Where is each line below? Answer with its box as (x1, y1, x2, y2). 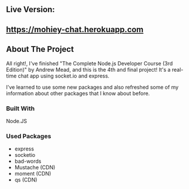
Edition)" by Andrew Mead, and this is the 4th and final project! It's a (6, 66, 171, 73)
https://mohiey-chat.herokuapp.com (6, 24, 144, 34)
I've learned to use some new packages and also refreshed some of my (6, 83, 179, 90)
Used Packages (6, 132, 51, 140)
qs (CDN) (14, 176, 37, 183)
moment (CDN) (14, 170, 51, 177)
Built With (6, 104, 35, 113)
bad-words (14, 157, 42, 165)
